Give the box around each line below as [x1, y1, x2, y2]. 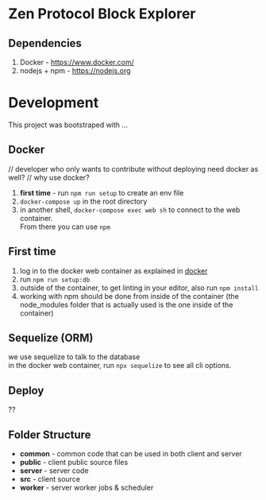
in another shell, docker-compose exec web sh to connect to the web [19, 204, 241, 215]
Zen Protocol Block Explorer [8, 5, 196, 23]
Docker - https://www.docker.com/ [19, 57, 134, 67]
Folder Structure [8, 428, 91, 441]
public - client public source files [19, 458, 129, 467]
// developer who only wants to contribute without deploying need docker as [8, 164, 259, 173]
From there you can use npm [19, 222, 111, 231]
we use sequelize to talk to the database [8, 352, 141, 362]
